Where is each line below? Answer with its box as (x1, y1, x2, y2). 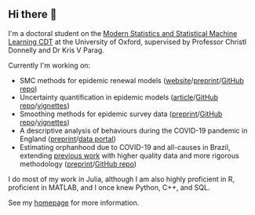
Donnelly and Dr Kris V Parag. (8, 45, 104, 55)
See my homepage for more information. (8, 198, 140, 207)
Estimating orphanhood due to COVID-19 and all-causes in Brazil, (19, 142, 231, 151)
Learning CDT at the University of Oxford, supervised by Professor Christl (8, 37, 247, 46)
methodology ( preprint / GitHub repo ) (19, 159, 137, 169)
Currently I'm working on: (8, 60, 91, 70)
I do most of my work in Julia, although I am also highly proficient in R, (8, 174, 235, 184)
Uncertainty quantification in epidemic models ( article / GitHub (19, 92, 218, 102)
